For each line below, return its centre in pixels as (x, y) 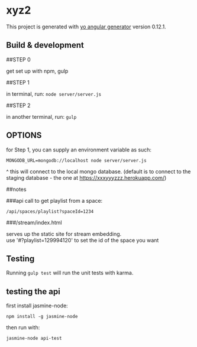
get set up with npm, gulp (37, 71)
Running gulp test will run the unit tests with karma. (70, 273)
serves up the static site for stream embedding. (64, 234)
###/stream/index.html (34, 222)
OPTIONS (24, 136)
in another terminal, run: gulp (41, 116)
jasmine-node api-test (34, 338)
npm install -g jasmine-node (42, 317)
